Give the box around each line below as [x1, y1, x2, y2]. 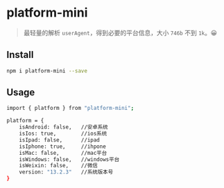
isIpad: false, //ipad [19, 136, 100, 143]
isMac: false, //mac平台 [19, 149, 107, 156]
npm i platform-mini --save [6, 67, 88, 74]
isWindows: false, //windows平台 [19, 156, 120, 163]
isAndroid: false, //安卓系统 [19, 124, 108, 131]
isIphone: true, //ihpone [19, 143, 107, 150]
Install [6, 49, 34, 61]
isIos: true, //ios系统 [19, 130, 107, 138]
